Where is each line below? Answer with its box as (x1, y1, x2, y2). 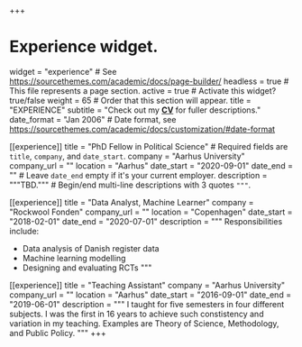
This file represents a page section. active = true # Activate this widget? (9, 85, 277, 96)
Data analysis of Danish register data (22, 242, 160, 253)
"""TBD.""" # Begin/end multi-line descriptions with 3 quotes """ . (9, 179, 252, 190)
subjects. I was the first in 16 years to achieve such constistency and (9, 308, 264, 319)
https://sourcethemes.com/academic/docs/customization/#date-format (9, 123, 276, 134)
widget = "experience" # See (9, 66, 117, 77)
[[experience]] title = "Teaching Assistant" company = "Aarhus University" (9, 279, 286, 290)
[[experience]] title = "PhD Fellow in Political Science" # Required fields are (9, 141, 288, 151)
